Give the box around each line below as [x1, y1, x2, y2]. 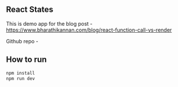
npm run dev [6, 75, 35, 81]
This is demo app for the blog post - [6, 20, 93, 27]
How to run [6, 55, 47, 65]
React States [6, 5, 54, 15]
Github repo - [6, 37, 39, 44]
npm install [6, 70, 35, 76]
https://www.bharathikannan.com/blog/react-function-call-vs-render [6, 26, 172, 33]
